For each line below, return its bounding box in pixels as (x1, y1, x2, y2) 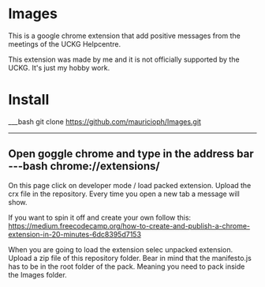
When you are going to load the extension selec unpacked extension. (8, 244, 233, 254)
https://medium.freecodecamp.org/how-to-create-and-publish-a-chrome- (8, 221, 251, 230)
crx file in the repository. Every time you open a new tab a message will (8, 189, 241, 198)
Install (8, 91, 50, 109)
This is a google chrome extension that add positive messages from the (8, 31, 241, 40)
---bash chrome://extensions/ (8, 160, 160, 173)
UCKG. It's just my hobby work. (8, 62, 110, 72)
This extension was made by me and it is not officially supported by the (8, 55, 240, 64)
